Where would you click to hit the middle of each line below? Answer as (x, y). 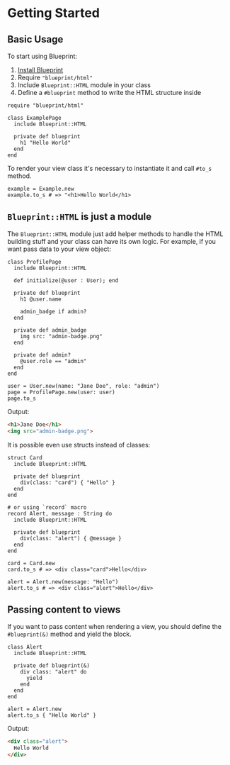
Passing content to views (64, 609)
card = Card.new (31, 563)
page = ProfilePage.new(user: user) (61, 392)
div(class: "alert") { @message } (71, 538)
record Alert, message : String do (60, 513)
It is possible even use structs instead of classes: (79, 445)
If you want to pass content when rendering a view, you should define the (114, 627)
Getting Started (54, 13)
